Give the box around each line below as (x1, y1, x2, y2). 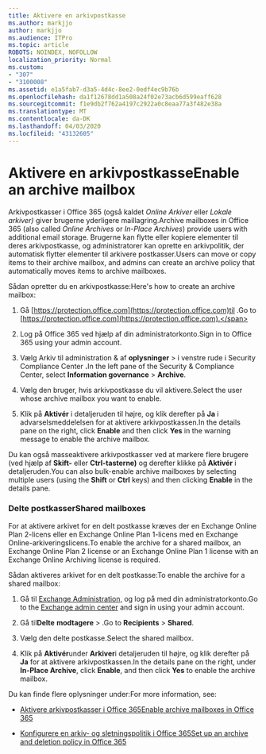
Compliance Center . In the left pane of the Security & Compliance (19, 361, 234, 371)
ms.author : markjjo (8, 19, 73, 27)
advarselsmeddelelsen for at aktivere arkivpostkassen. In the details (19, 417, 241, 427)
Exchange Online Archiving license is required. (8, 555, 161, 564)
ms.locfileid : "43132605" (8, 129, 94, 137)
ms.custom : (8, 63, 44, 71)
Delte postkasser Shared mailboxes (8, 503, 146, 514)
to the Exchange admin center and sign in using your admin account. (19, 602, 245, 612)
